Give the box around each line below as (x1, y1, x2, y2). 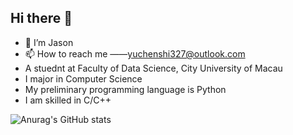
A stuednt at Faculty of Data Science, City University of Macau (24, 62, 283, 74)
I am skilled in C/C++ (24, 94, 112, 106)
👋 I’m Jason (24, 36, 74, 48)
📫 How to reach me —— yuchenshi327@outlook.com (24, 47, 246, 60)
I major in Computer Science (24, 72, 143, 85)
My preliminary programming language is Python (24, 83, 227, 95)
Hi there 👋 (10, 10, 73, 27)
